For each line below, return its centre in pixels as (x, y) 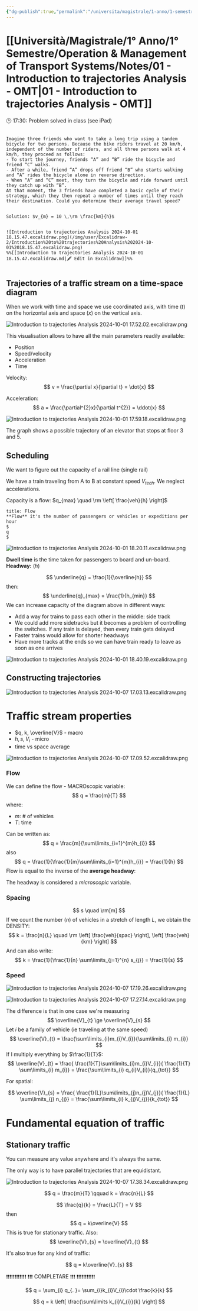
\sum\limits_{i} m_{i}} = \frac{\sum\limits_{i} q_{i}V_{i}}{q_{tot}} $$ (99, 1070)
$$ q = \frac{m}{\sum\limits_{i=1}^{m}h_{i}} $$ (99, 843)
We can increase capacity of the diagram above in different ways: (86, 605)
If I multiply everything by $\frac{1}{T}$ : (55, 1054)
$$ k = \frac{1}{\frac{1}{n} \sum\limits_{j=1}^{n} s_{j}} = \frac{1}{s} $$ (99, 960)
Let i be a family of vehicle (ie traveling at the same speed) (77, 1029)
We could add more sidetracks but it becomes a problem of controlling (100, 622)
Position (24, 347)
